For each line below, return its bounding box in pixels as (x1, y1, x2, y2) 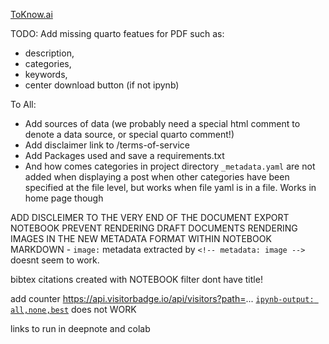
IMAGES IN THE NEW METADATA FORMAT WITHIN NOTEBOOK (10, 233, 272, 244)
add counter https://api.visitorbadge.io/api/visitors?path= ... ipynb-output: (10, 293, 315, 304)
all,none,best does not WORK (10, 304, 137, 315)
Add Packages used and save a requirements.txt (24, 150, 225, 161)
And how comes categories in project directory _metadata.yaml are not (24, 160, 316, 172)
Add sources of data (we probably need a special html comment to (24, 118, 301, 129)
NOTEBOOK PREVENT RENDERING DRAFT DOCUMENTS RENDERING (10, 222, 298, 234)
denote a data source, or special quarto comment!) (24, 129, 235, 140)
